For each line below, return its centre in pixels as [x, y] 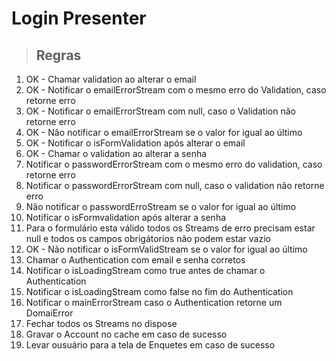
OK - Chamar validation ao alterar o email [111, 79]
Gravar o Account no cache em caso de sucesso [126, 334]
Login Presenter [79, 18]
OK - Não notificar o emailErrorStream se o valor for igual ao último [164, 132]
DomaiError [49, 313]
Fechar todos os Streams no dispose [101, 323]
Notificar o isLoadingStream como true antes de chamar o [145, 270]
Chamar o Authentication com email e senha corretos [135, 260]
